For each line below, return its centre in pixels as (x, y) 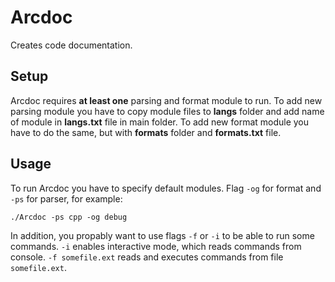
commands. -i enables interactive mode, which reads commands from (156, 246)
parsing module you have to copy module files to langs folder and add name (167, 111)
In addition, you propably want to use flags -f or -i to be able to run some (162, 235)
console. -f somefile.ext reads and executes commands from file (147, 257)
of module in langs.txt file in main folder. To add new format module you (160, 122)
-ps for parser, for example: (66, 198)
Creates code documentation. (71, 45)
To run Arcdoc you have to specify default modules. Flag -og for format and (166, 188)
